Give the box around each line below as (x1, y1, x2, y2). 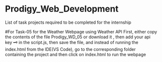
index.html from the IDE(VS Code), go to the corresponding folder (5, 46, 136, 52)
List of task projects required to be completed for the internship (5, 19, 132, 25)
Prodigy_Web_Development (5, 3, 118, 15)
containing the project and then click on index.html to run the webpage (5, 51, 146, 57)
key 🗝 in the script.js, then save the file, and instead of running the (5, 39, 139, 45)
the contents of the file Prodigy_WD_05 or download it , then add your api (5, 34, 151, 40)
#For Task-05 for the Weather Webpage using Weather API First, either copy (5, 29, 157, 34)
